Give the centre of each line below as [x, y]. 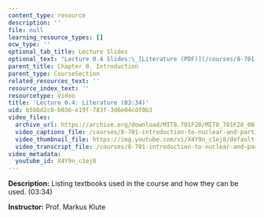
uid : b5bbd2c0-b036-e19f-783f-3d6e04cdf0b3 [81, 111]
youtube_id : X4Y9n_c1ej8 [56, 162]
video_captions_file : [51, 132]
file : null [26, 30]
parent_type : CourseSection [54, 74]
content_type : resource [47, 15]
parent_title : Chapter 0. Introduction [73, 67]
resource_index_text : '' [49, 88]
